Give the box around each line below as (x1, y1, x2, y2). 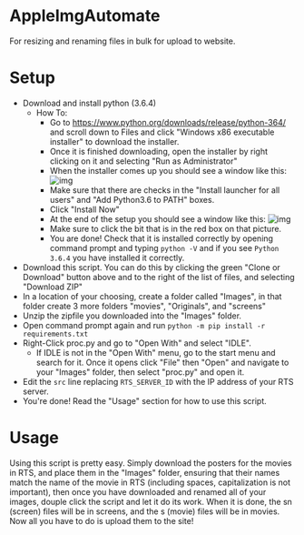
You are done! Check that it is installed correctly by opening (49, 233, 274, 244)
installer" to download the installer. (49, 136, 180, 146)
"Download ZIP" (22, 281, 83, 292)
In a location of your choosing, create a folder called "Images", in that (22, 290, 282, 301)
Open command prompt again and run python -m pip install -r (22, 319, 266, 330)
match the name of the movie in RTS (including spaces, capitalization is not (9, 477, 291, 488)
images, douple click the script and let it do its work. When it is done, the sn (9, 496, 293, 507)
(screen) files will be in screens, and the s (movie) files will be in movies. (9, 506, 280, 517)
